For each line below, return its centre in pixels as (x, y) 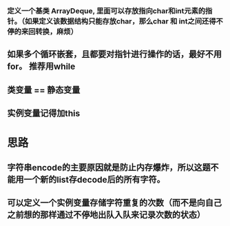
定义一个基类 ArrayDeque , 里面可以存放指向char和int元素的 (106, 10)
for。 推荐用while (41, 66)
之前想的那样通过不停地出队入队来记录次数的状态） (106, 215)
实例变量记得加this (44, 114)
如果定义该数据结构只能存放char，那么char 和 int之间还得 (120, 21)
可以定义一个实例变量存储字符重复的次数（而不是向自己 (115, 203)
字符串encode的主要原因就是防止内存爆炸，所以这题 (109, 167)
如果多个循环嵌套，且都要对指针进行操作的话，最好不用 (115, 54)
